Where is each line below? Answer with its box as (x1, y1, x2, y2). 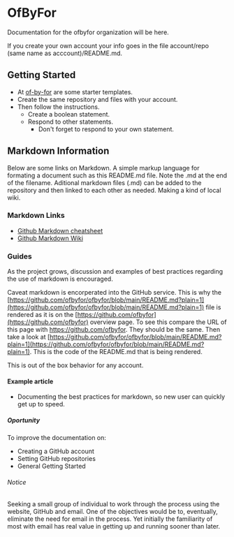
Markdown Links (7, 211, 65, 221)
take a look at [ (7, 333, 50, 341)
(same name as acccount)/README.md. (7, 49, 123, 57)
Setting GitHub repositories (17, 455, 96, 463)
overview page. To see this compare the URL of (89, 318, 227, 326)
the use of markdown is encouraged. (7, 274, 113, 284)
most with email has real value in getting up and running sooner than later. (7, 522, 221, 530)
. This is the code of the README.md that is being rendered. (29, 348, 203, 356)
